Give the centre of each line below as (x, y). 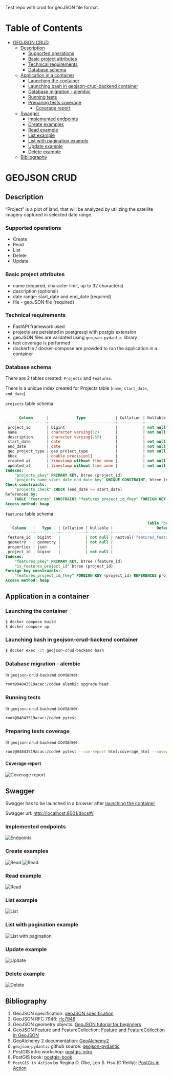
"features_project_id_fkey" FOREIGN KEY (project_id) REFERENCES (86, 576)
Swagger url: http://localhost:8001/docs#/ (49, 813)
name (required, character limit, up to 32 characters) (68, 285)
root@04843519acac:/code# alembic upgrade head (57, 684)
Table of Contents (44, 28)
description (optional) (35, 291)
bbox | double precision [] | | (76, 456)
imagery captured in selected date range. (49, 214)
